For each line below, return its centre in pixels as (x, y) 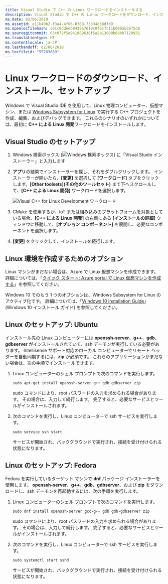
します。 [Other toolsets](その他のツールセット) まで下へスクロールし (84, 184)
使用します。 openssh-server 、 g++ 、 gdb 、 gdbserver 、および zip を (78, 485)
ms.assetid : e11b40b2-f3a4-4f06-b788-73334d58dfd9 (59, 24)
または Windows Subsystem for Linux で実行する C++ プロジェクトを (90, 112)
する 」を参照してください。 (34, 284)
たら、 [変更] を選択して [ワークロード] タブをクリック (103, 178)
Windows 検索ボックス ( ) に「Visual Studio (82, 155)
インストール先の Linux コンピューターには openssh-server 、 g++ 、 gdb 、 (82, 338)
